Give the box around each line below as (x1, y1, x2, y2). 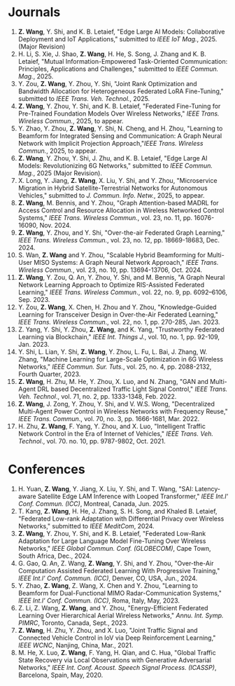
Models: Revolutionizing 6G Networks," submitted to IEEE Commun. (17, 161, 213, 170)
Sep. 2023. (17, 295, 50, 303)
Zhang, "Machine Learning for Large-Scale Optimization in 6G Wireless (17, 355, 223, 363)
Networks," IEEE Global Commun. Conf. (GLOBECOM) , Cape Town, (17, 544, 212, 552)
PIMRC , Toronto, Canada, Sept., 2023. (17, 618, 129, 627)
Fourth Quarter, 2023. (17, 369, 81, 378)
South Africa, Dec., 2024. (17, 551, 92, 560)
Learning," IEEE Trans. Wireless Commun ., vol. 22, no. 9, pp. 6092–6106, (17, 288, 228, 296)
